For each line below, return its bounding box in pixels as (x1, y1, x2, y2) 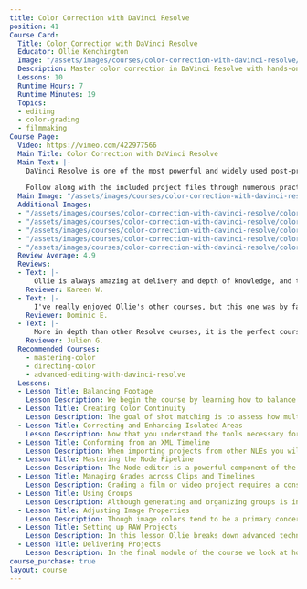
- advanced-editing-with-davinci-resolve (26, 370, 185, 379)
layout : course (9, 565, 68, 574)
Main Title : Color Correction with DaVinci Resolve (17, 149, 219, 158)
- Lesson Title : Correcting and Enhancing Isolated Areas (17, 421, 244, 430)
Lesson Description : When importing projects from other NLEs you (26, 447, 284, 456)
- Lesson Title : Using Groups (17, 489, 132, 498)
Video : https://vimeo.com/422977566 (17, 141, 157, 150)
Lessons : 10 (17, 73, 64, 82)
